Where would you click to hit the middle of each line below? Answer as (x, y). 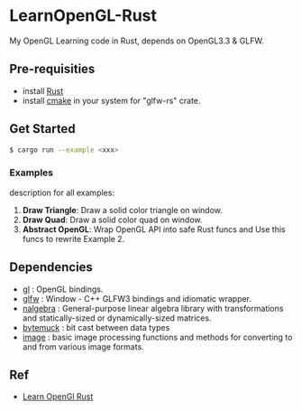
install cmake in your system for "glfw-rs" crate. (111, 100)
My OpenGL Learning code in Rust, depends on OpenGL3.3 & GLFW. (137, 41)
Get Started (42, 129)
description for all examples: (62, 192)
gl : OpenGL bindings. (63, 289)
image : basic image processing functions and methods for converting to (157, 337)
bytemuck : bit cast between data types (96, 327)
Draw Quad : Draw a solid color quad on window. (112, 220)
